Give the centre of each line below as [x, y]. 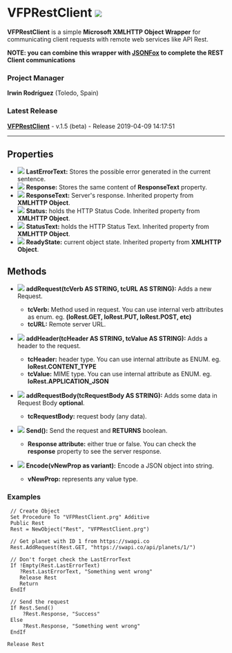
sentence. [31, 179]
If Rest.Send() [32, 608]
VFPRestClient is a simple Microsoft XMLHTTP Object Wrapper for [104, 32]
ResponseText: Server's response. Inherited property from [110, 196]
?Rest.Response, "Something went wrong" [81, 626]
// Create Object [35, 511]
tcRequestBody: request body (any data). [87, 416]
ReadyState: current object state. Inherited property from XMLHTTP [124, 242]
